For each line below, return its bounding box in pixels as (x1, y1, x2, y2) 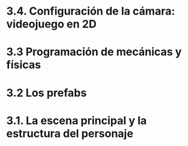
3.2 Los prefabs (6, 86, 87, 100)
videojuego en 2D (6, 17, 97, 31)
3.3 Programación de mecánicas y (6, 45, 182, 59)
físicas (6, 58, 41, 72)
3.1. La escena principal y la (6, 114, 147, 127)
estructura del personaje (6, 127, 133, 141)
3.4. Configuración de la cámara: (6, 4, 175, 18)
